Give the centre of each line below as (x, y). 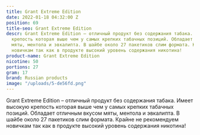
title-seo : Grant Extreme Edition (49, 28)
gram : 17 (17, 73)
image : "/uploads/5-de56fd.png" (46, 84)
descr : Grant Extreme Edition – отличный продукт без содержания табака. (100, 34)
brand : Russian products (37, 78)
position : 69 (22, 23)
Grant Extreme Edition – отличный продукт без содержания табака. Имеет (100, 101)
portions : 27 (22, 67)
